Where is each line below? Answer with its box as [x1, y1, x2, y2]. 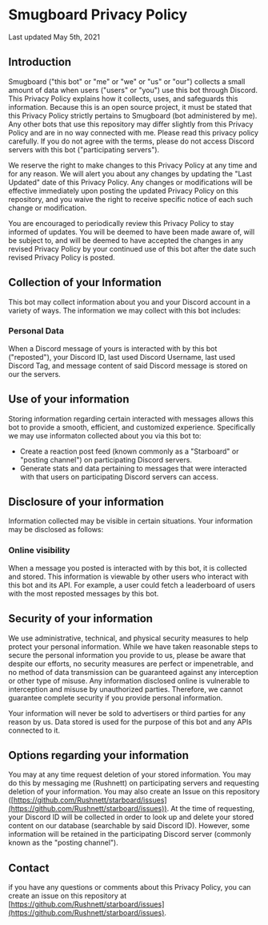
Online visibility [8, 545, 70, 556]
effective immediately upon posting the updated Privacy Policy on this [8, 186, 238, 196]
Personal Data [8, 325, 64, 337]
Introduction [8, 55, 72, 69]
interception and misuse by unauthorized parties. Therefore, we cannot [8, 684, 243, 694]
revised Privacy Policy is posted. [8, 252, 116, 262]
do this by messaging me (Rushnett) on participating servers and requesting [8, 778, 260, 788]
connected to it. [8, 725, 60, 735]
